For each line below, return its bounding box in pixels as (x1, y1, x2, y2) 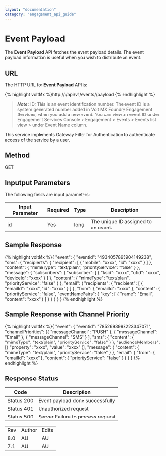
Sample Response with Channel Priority (5, 310, 130, 319)
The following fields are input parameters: (5, 191, 90, 197)
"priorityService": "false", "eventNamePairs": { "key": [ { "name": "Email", (5, 291, 154, 297)
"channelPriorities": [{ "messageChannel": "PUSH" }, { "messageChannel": (5, 329, 158, 335)
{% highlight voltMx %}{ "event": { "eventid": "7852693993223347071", (5, 323, 152, 329)
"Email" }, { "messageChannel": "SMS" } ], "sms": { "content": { (5, 334, 134, 340)
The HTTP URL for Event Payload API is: (5, 82, 88, 88)
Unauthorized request (38, 405, 89, 412)
